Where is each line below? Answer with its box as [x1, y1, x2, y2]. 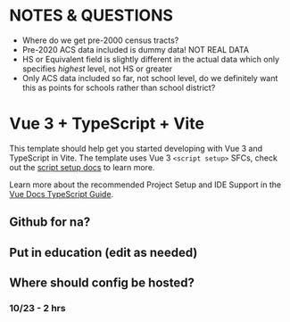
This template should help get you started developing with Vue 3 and [9, 143, 263, 153]
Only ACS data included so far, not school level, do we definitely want [21, 72, 278, 83]
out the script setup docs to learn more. [9, 161, 155, 172]
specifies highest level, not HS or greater [21, 63, 173, 74]
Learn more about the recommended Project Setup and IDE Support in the [9, 179, 282, 190]
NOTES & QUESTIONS [9, 5, 174, 26]
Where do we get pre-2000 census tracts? [21, 35, 179, 45]
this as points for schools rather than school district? [21, 82, 216, 93]
